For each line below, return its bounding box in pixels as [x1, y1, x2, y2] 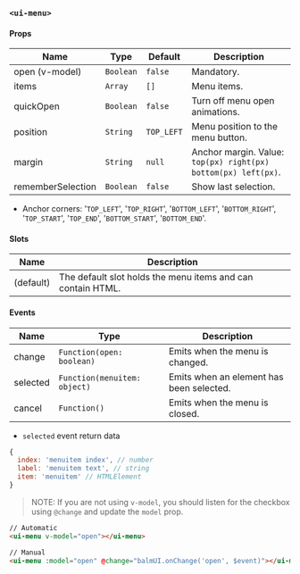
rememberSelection [13, 180, 96, 193]
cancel [13, 402, 43, 414]
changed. [168, 356, 209, 369]
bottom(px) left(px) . [191, 166, 281, 179]
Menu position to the [191, 121, 279, 133]
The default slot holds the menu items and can [59, 271, 254, 284]
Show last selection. [191, 180, 276, 193]
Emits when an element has [168, 370, 284, 383]
